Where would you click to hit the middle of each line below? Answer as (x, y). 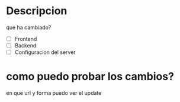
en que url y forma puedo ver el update (54, 93)
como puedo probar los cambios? (90, 77)
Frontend (26, 39)
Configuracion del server (45, 52)
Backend (25, 45)
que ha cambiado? (29, 27)
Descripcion (37, 11)
